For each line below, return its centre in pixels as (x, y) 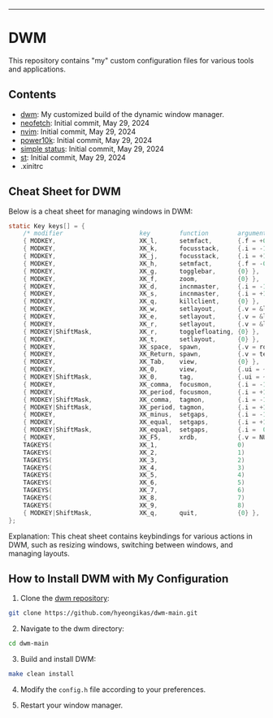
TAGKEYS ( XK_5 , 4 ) (134, 475)
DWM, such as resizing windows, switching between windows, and (121, 544)
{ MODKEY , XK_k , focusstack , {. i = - (143, 249)
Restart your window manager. (71, 705)
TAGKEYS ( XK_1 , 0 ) (134, 445)
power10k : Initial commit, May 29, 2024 (86, 140)
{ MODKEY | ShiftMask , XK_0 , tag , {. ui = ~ (145, 377)
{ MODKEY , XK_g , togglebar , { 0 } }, (141, 271)
